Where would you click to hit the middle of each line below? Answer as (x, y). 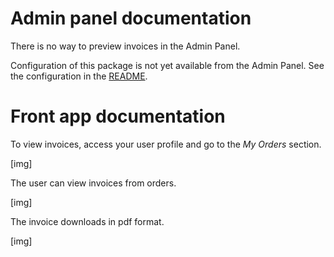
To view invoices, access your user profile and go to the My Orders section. (166, 144)
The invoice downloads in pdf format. (87, 221)
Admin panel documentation (131, 18)
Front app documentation (118, 116)
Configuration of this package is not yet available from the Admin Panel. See (167, 65)
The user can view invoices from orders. (93, 183)
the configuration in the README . (79, 76)
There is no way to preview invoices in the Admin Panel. (125, 46)
